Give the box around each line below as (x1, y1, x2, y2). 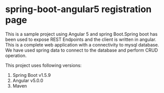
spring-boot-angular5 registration (5, 4, 152, 15)
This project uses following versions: (5, 62, 82, 68)
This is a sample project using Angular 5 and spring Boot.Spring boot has (5, 31, 158, 37)
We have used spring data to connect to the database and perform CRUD (5, 47, 158, 53)
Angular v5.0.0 (12, 77, 44, 83)
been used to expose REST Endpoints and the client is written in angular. (5, 36, 157, 42)
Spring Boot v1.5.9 (12, 72, 51, 78)
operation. (5, 52, 27, 59)
